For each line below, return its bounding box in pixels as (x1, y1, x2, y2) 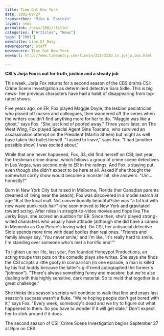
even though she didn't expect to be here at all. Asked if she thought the (5, 167, 151, 173)
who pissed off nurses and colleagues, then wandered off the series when (5, 111, 155, 117)
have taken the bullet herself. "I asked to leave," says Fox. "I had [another (5, 137, 153, 143)
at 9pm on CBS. (5, 326, 37, 332)
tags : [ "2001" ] (5, 35, 36, 40)
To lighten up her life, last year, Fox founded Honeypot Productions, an (5, 249, 148, 255)
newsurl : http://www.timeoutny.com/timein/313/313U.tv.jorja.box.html (5, 53, 152, 58)
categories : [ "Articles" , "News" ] (5, 30, 76, 35)
